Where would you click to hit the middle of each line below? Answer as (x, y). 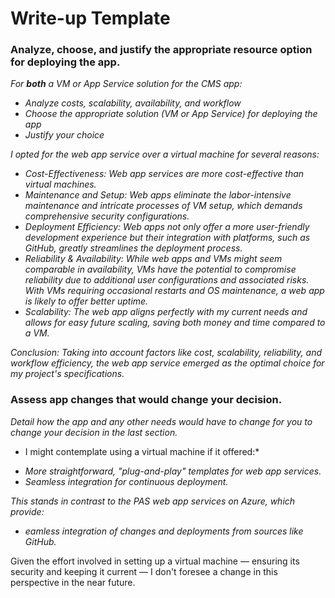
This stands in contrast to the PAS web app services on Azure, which (153, 501)
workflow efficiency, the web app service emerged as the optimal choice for (167, 363)
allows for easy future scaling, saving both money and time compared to (175, 323)
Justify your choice (64, 135)
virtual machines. (60, 184)
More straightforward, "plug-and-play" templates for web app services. (173, 471)
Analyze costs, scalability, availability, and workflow (133, 103)
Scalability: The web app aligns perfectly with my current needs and (166, 312)
